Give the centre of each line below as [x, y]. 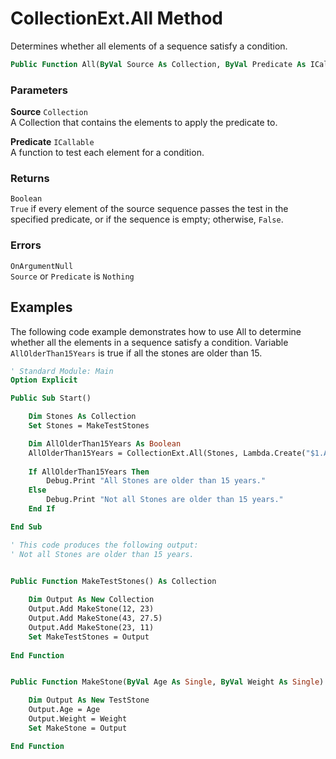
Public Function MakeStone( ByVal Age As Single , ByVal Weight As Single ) [167, 682]
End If [42, 509]
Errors [26, 245]
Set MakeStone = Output [78, 728]
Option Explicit [44, 380]
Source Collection [49, 112]
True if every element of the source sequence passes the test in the [149, 209]
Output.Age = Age [64, 710]
